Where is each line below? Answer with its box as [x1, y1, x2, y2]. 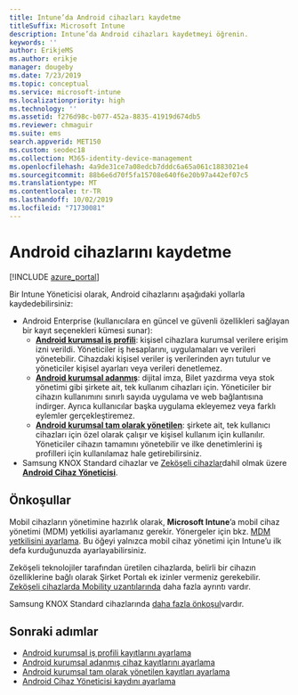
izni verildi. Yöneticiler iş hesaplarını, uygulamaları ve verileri [35, 344, 256, 355]
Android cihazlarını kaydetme [9, 241, 232, 262]
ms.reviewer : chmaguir [9, 121, 93, 130]
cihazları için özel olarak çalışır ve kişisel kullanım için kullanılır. [35, 429, 265, 439]
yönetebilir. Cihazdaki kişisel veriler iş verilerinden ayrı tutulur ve [35, 353, 271, 364]
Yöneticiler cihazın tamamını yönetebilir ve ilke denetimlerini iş [35, 438, 262, 449]
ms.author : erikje [9, 54, 77, 63]
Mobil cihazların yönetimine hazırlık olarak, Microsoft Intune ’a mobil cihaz [9, 516, 280, 527]
